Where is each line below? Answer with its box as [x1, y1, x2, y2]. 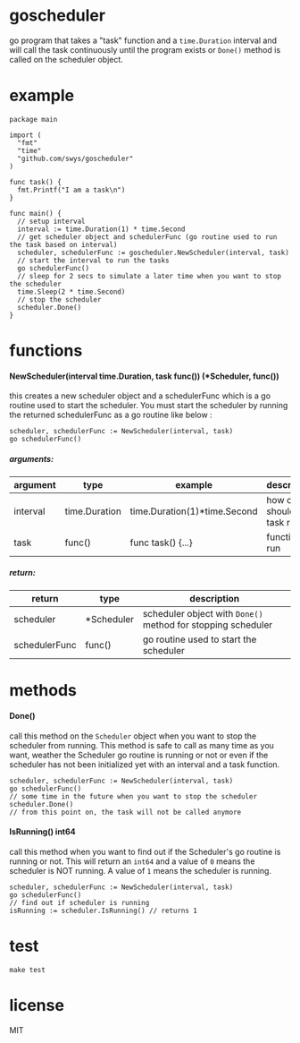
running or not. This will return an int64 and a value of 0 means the [9, 856, 255, 867]
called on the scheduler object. [9, 54, 123, 64]
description [189, 593, 240, 605]
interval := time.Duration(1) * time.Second [17, 225, 186, 234]
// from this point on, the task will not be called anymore [9, 808, 242, 816]
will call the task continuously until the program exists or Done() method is [9, 44, 281, 55]
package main [9, 115, 58, 124]
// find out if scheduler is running [9, 898, 150, 907]
